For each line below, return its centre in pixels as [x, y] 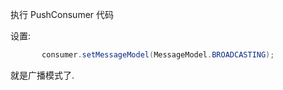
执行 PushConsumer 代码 [62, 14]
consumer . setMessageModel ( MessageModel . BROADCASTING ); [158, 55]
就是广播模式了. [42, 75]
